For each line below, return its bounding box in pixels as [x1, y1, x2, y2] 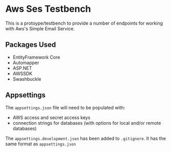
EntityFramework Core [12, 54, 60, 60]
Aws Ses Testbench [5, 3, 91, 15]
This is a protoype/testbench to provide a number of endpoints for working [5, 20, 163, 26]
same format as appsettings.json [5, 141, 76, 147]
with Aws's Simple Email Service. [5, 25, 75, 31]
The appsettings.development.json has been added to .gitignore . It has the [5, 135, 166, 141]
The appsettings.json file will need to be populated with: [5, 104, 125, 110]
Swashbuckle [12, 75, 41, 82]
